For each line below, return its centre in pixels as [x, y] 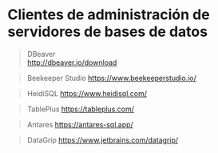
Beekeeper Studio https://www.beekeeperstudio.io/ [112, 78]
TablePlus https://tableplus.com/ [81, 109]
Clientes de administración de [109, 15]
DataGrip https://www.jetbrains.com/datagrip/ [103, 140]
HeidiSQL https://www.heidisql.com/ [87, 93]
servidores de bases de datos [108, 32]
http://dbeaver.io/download [72, 62]
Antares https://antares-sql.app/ [80, 124]
